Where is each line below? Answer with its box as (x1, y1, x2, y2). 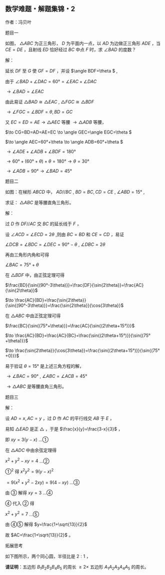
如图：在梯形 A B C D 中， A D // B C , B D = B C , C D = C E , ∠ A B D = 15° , (5, 189, 145, 195)
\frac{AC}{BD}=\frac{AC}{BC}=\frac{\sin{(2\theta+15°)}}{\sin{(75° (14, 332, 151, 338)
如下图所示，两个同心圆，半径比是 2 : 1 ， (5, 553, 91, 559)
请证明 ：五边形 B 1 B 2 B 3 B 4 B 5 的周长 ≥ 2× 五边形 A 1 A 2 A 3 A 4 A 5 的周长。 (5, 564, 149, 571)
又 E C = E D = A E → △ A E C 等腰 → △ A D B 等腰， (5, 119, 106, 125)
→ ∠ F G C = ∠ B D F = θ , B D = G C (6, 109, 73, 115)
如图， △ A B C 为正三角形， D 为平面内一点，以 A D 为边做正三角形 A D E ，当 (5, 40, 161, 46)
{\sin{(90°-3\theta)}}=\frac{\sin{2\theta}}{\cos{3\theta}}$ (5, 302, 124, 308)
